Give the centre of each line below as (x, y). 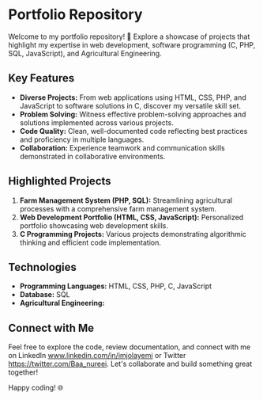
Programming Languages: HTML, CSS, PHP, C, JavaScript (115, 286)
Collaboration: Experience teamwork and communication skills (122, 147)
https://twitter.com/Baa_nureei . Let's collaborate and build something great (130, 364)
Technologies (43, 267)
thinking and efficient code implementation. (90, 242)
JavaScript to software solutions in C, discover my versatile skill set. (130, 105)
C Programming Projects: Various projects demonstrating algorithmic (133, 234)
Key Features (41, 78)
